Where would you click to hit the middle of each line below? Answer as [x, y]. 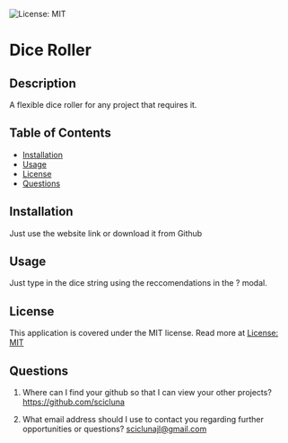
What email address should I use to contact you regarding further [143, 420]
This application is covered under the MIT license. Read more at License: [144, 333]
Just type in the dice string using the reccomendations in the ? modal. [138, 283]
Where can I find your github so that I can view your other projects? [147, 393]
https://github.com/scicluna [74, 402]
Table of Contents [61, 133]
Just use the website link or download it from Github [106, 233]
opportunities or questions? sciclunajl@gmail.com [114, 429]
